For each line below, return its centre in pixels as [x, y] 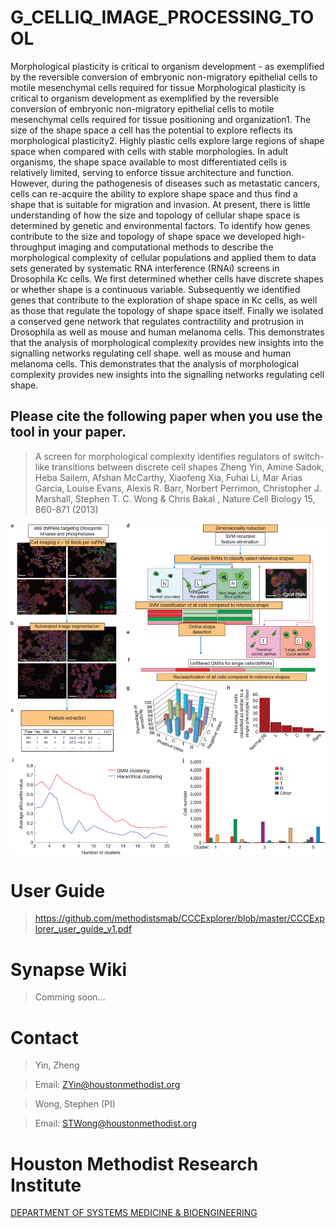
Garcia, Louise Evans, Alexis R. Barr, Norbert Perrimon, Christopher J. [178, 488]
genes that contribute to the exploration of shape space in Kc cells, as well [164, 300]
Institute [46, 1185]
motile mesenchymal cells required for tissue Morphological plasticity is [158, 87]
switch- [309, 456]
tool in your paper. [68, 432]
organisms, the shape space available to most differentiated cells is [149, 162]
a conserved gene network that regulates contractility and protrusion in [157, 321]
